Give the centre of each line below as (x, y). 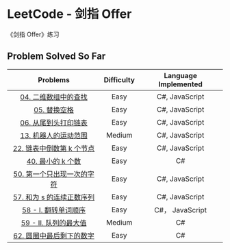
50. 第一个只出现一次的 (50, 174)
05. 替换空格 (54, 110)
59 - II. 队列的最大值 (54, 223)
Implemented (181, 84)
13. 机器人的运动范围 (54, 136)
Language (180, 75)
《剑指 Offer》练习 (33, 34)
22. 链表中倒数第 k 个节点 (54, 148)
